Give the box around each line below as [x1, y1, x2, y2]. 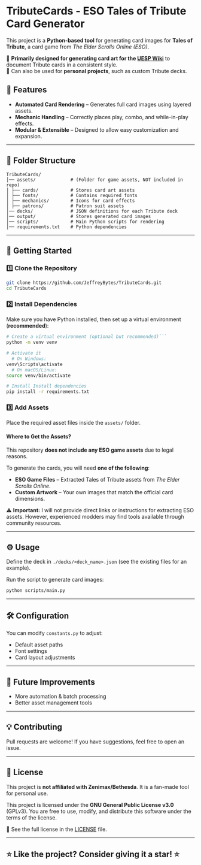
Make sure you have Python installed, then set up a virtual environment [6, 316, 181, 323]
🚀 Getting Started [6, 246, 72, 256]
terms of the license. [6, 813, 57, 821]
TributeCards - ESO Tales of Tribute [6, 4, 187, 18]
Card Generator [6, 17, 85, 31]
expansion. [14, 132, 42, 140]
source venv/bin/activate [6, 373, 71, 379]
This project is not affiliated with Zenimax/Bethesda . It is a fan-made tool [6, 783, 190, 790]
